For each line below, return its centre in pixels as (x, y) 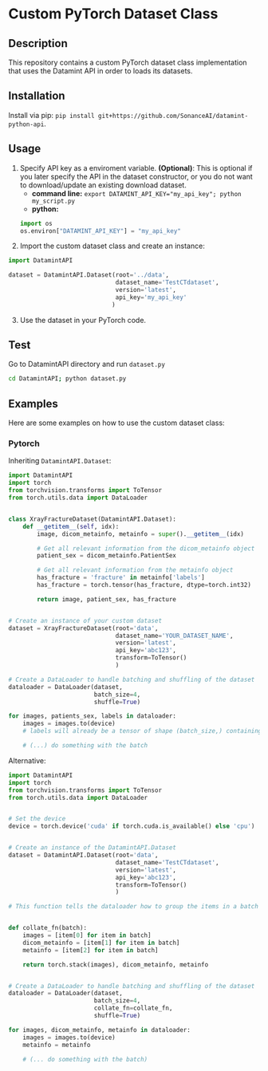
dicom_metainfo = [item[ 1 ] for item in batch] (101, 943)
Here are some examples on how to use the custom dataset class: (116, 423)
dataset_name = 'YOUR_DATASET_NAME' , (174, 636)
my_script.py (53, 201)
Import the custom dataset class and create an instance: (112, 246)
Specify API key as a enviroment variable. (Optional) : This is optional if (136, 167)
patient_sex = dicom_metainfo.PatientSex (107, 556)
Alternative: (27, 760)
